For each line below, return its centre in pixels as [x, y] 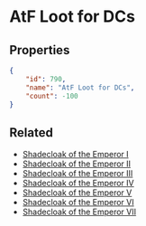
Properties [40, 50]
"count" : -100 [52, 96]
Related [32, 132]
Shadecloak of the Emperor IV [78, 184]
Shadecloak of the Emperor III [78, 174]
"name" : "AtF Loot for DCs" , [80, 88]
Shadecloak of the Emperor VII [79, 212]
